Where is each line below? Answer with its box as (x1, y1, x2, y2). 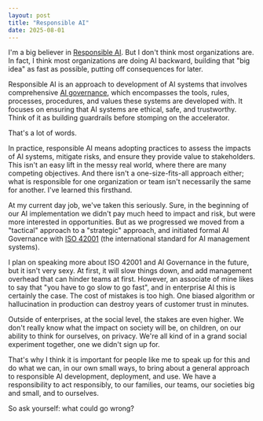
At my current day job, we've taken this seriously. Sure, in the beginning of (8, 201, 249, 210)
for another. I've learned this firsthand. (8, 186, 133, 195)
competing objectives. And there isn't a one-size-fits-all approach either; (8, 168, 245, 178)
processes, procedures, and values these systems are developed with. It (8, 96, 243, 106)
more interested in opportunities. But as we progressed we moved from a (8, 217, 245, 227)
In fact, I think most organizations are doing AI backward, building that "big (8, 56, 250, 65)
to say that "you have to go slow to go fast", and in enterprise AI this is (8, 283, 236, 292)
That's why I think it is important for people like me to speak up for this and (8, 355, 250, 364)
